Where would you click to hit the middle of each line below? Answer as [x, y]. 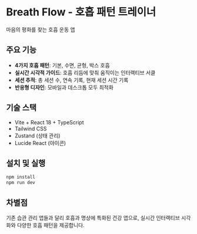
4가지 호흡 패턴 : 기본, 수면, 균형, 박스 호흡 [62, 65]
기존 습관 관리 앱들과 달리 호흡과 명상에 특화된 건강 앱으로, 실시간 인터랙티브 [93, 217]
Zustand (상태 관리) [37, 136]
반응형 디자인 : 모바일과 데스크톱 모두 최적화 [64, 87]
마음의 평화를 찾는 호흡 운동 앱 [41, 29]
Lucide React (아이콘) [40, 143]
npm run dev [21, 183]
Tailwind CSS [31, 128]
